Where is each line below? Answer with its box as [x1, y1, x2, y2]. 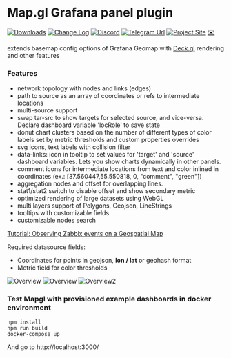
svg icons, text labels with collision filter [17, 143, 131, 151]
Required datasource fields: [7, 243, 86, 251]
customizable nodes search [17, 216, 97, 225]
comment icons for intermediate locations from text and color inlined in [17, 165, 219, 173]
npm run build [7, 324, 48, 332]
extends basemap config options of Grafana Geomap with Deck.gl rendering [7, 43, 225, 52]
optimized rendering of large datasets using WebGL [17, 195, 164, 203]
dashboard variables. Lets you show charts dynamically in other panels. [17, 157, 221, 166]
